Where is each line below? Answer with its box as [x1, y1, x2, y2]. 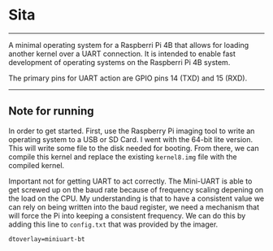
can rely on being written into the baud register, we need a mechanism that [8, 201, 260, 212]
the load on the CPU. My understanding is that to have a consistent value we [8, 193, 265, 203]
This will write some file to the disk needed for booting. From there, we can [8, 143, 259, 153]
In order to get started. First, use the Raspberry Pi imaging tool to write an [8, 126, 255, 136]
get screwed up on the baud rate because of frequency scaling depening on [8, 184, 264, 194]
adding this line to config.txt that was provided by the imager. [8, 219, 219, 229]
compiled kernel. [8, 160, 65, 170]
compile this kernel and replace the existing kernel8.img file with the [8, 152, 237, 162]
